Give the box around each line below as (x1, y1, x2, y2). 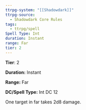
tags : (5, 21, 17, 27)
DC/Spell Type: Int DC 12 (5, 89, 58, 95)
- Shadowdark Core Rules (10, 17, 63, 22)
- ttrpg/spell (10, 26, 40, 32)
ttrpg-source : (5, 12, 36, 17)
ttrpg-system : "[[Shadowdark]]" (5, 7, 74, 13)
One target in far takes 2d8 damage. (5, 99, 81, 105)
